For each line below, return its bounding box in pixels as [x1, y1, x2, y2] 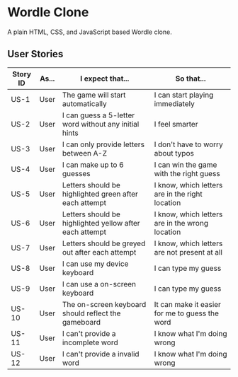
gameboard [62, 317, 101, 327]
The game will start [62, 90, 126, 100]
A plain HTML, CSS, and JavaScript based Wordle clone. [7, 28, 172, 36]
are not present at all [154, 247, 223, 257]
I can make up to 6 [62, 160, 124, 170]
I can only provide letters [62, 139, 145, 149]
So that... [175, 74, 206, 83]
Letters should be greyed [62, 238, 146, 248]
